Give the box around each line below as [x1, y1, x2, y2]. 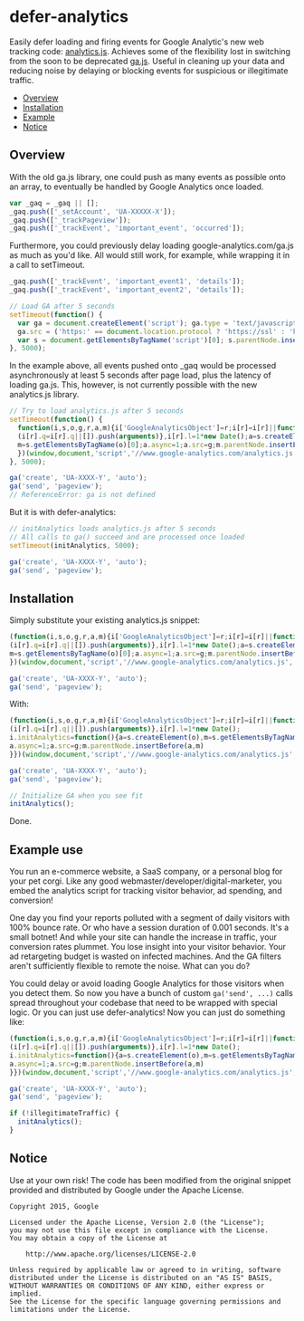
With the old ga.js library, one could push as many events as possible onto [9, 171, 287, 182]
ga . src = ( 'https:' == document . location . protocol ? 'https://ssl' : [17, 327, 286, 336]
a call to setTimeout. [9, 260, 86, 271]
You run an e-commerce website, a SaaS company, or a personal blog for [9, 866, 283, 877]
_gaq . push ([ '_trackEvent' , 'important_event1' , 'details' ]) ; [9, 277, 245, 286]
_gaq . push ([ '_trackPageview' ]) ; [9, 215, 131, 225]
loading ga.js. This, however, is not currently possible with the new [9, 379, 258, 390]
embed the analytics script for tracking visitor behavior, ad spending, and [9, 885, 282, 896]
